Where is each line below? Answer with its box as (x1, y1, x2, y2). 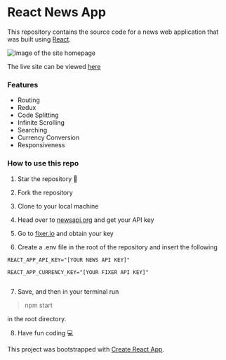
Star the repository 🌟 (17, 174, 78, 183)
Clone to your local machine (17, 201, 99, 210)
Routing (17, 96, 41, 104)
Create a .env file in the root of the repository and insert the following (17, 242, 218, 251)
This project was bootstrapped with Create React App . (7, 345, 165, 353)
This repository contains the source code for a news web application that (7, 27, 219, 36)
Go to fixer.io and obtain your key (17, 229, 114, 237)
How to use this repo (7, 159, 79, 168)
